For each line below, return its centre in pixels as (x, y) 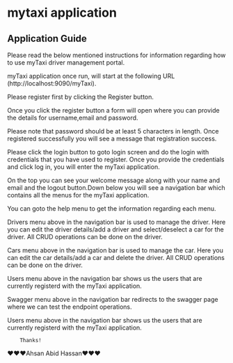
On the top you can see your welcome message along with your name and (114, 180)
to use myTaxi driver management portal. (66, 63)
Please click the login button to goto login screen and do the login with (108, 152)
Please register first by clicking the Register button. (81, 97)
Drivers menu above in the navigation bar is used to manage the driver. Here (116, 222)
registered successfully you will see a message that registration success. (112, 138)
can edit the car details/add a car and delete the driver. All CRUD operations (116, 258)
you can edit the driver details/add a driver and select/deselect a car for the (116, 229)
